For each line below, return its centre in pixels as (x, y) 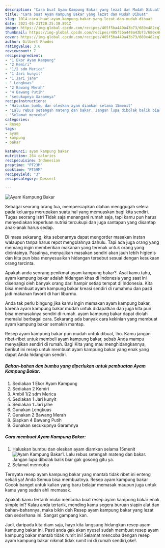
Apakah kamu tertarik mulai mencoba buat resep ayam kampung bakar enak (82, 500)
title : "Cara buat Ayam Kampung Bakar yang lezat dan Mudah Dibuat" (77, 14)
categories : (17, 119)
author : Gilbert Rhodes (29, 42)
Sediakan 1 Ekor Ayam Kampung (45, 384)
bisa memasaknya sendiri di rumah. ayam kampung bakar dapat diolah (77, 314)
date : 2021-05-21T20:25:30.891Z (38, 23)
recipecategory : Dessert (30, 179)
